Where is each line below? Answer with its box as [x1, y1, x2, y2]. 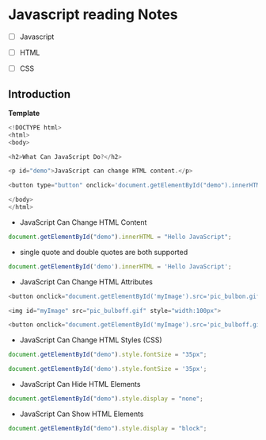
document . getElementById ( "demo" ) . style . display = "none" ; [8, 395, 203, 403]
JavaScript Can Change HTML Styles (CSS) [19, 335, 162, 345]
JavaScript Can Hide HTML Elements [19, 380, 141, 389]
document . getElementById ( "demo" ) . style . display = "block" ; [8, 424, 207, 432]
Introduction [8, 87, 71, 101]
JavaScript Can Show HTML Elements [19, 409, 144, 419]
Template [8, 108, 40, 118]
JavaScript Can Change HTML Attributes [19, 276, 153, 287]
